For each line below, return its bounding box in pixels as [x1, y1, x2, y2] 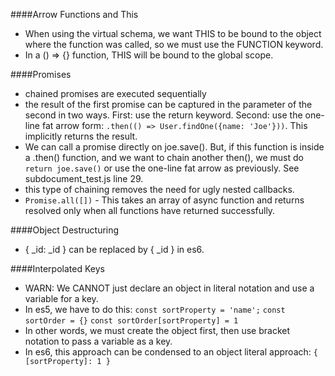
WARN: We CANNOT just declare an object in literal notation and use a [24, 282, 315, 294]
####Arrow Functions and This [10, 9, 139, 20]
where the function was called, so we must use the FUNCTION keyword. [24, 39, 324, 50]
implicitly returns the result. [24, 130, 138, 142]
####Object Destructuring [10, 224, 120, 236]
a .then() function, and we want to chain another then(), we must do [24, 152, 304, 163]
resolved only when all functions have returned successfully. [24, 205, 276, 216]
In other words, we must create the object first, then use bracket [24, 325, 291, 336]
